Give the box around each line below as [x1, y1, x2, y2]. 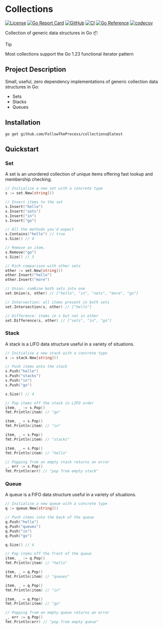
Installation [5, 118, 41, 127]
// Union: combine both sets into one [5, 286, 85, 291]
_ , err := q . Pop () [5, 615, 43, 620]
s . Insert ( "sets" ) [5, 209, 41, 214]
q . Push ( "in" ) [5, 529, 32, 534]
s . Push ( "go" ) [5, 382, 32, 388]
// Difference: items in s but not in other [5, 313, 99, 318]
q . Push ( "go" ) [5, 533, 32, 538]
